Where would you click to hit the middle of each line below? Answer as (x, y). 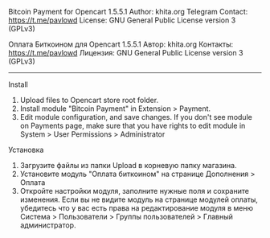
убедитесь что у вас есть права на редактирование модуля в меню (137, 208)
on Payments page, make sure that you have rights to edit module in (133, 125)
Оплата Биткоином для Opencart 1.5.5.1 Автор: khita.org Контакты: (121, 44)
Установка (26, 150)
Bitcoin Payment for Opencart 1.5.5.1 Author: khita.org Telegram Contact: (128, 12)
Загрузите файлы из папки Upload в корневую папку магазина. (128, 165)
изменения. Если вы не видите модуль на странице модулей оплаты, (139, 199)
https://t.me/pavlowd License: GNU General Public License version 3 (122, 20)
